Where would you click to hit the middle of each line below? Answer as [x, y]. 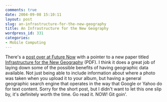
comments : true [21, 10]
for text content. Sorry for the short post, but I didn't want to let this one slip [83, 89]
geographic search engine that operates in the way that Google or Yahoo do [84, 83]
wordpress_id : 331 [24, 33]
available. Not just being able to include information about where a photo [80, 73]
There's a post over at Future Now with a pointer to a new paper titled [77, 57]
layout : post [19, 19]
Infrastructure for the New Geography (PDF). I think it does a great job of [80, 62]
